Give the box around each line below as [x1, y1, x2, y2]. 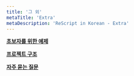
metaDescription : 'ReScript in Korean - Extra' [6, 20, 130, 26]
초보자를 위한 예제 [6, 38, 49, 45]
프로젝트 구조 [6, 50, 38, 58]
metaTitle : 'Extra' [6, 15, 56, 21]
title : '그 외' [6, 9, 43, 15]
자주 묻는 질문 [6, 63, 38, 71]
